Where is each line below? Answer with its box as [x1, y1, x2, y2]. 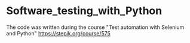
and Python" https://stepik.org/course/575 [6, 29, 111, 37]
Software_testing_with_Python [6, 4, 163, 18]
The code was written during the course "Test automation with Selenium [6, 24, 185, 31]
